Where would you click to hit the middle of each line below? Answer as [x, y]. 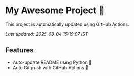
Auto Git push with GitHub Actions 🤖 [51, 67]
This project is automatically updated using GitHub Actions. [67, 24]
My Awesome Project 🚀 [55, 10]
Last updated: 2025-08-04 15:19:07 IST [47, 34]
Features [20, 50]
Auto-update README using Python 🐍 [52, 62]
